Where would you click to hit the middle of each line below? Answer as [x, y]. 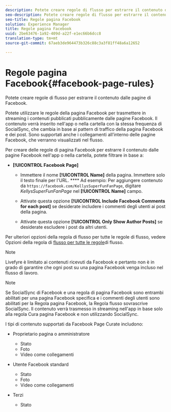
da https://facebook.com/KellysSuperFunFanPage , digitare [81, 186]
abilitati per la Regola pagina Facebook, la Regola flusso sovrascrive [77, 303]
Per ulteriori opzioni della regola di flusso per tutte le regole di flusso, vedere [85, 237]
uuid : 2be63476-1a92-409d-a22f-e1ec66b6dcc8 [53, 34]
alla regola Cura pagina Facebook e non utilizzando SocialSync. [72, 314]
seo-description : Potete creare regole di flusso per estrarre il [77, 15]
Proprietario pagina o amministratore [51, 334]
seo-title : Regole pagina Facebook [43, 19]
